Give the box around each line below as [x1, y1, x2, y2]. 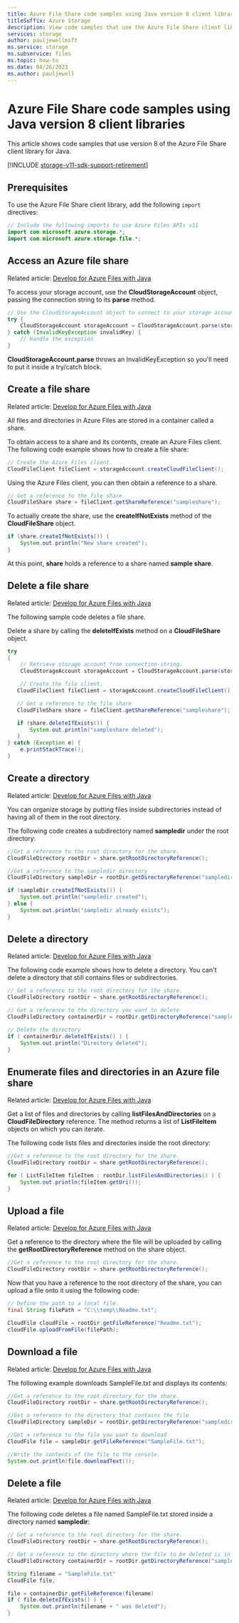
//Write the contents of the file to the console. [7, 1450, 161, 1458]
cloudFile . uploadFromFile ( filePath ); [7, 1326, 119, 1333]
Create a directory [7, 772, 90, 784]
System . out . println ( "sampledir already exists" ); [20, 906, 171, 913]
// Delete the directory [7, 1026, 81, 1033]
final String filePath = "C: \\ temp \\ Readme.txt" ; [7, 1306, 158, 1314]
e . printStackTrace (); [20, 746, 84, 753]
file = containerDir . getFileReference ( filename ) [7, 1589, 154, 1597]
